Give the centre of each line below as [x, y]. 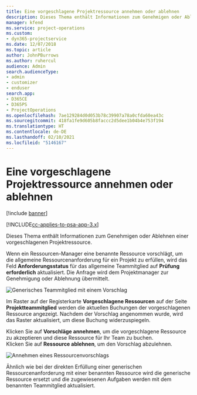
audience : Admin [26, 66]
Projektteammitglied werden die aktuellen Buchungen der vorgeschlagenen [98, 307]
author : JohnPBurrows [33, 55]
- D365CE [17, 99]
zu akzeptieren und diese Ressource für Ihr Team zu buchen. [80, 337]
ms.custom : [19, 34]
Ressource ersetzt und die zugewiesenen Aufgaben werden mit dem [89, 379]
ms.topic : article [28, 50]
